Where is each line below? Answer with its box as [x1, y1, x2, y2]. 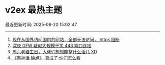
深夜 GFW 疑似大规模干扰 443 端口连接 [12, 43, 92, 48]
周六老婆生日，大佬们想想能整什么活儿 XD [12, 48, 97, 54]
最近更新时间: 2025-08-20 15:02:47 [5, 22, 77, 27]
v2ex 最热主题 [5, 4, 62, 16]
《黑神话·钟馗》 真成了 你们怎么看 [12, 55, 81, 61]
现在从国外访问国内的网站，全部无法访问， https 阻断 [12, 36, 120, 42]
